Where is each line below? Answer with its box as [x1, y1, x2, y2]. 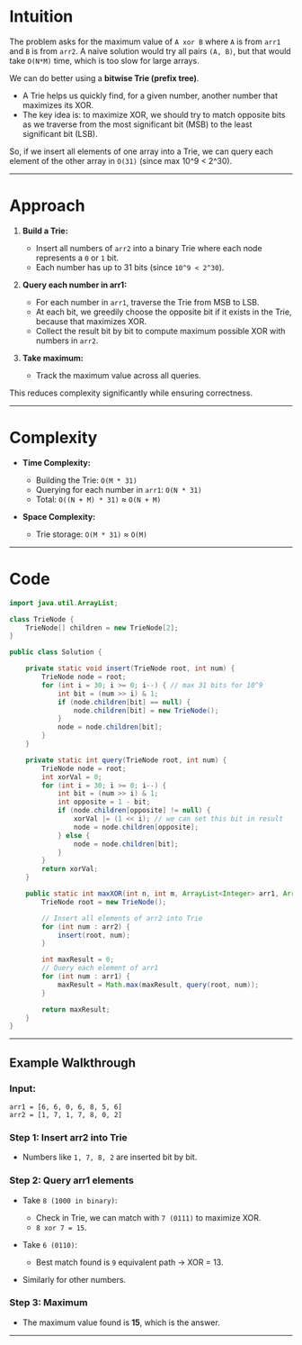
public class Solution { [9, 648, 102, 657]
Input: [9, 1082, 36, 1095]
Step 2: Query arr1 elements [9, 1174, 135, 1186]
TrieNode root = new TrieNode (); [41, 897, 167, 906]
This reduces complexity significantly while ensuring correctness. [9, 387, 253, 398]
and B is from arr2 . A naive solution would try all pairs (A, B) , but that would [9, 45, 291, 56]
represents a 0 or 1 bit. [35, 252, 120, 263]
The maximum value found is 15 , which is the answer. [22, 1317, 220, 1328]
